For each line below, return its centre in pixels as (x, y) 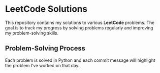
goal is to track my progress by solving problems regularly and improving (79, 27)
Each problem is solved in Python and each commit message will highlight (80, 60)
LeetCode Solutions (46, 9)
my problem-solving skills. (32, 33)
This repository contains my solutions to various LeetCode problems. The (80, 23)
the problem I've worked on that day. (42, 65)
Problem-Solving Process (45, 48)
